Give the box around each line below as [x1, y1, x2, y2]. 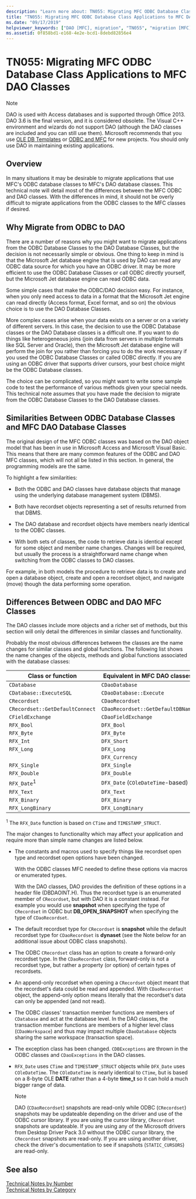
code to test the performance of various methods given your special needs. [6, 383, 188, 391]
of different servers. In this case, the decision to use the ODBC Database [6, 323, 181, 330]
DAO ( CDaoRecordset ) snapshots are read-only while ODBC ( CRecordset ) [14, 1104, 187, 1111]
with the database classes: [6, 658, 71, 665]
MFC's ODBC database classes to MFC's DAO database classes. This [6, 181, 173, 188]
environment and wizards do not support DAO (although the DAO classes [6, 123, 182, 130]
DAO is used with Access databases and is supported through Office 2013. [6, 111, 185, 118]
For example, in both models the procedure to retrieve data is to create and [6, 568, 187, 575]
